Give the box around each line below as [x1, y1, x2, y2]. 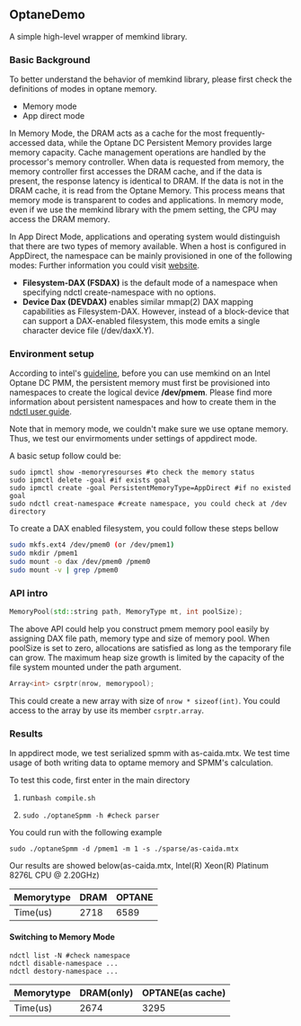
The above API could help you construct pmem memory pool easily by [9, 624, 270, 635]
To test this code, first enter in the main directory [9, 775, 190, 786]
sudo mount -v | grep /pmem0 [9, 566, 119, 575]
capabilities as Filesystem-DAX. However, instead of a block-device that [22, 306, 289, 317]
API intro [9, 586, 49, 599]
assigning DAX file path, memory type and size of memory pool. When [9, 633, 270, 644]
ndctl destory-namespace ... [9, 967, 119, 977]
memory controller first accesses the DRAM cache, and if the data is [9, 166, 262, 177]
